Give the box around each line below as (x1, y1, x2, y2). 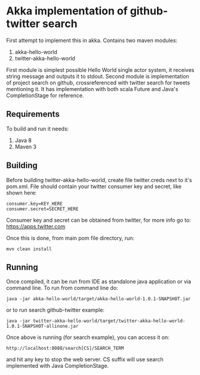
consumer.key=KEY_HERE (6, 201, 63, 207)
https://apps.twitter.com (6, 223, 66, 230)
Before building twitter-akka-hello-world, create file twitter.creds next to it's (6, 176, 192, 183)
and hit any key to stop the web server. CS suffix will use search (6, 356, 164, 363)
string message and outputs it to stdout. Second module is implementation (6, 72, 189, 80)
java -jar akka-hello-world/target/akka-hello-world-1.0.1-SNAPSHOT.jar (6, 296, 191, 302)
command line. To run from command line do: (6, 285, 118, 292)
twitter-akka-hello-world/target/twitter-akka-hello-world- (32, 318, 186, 324)
